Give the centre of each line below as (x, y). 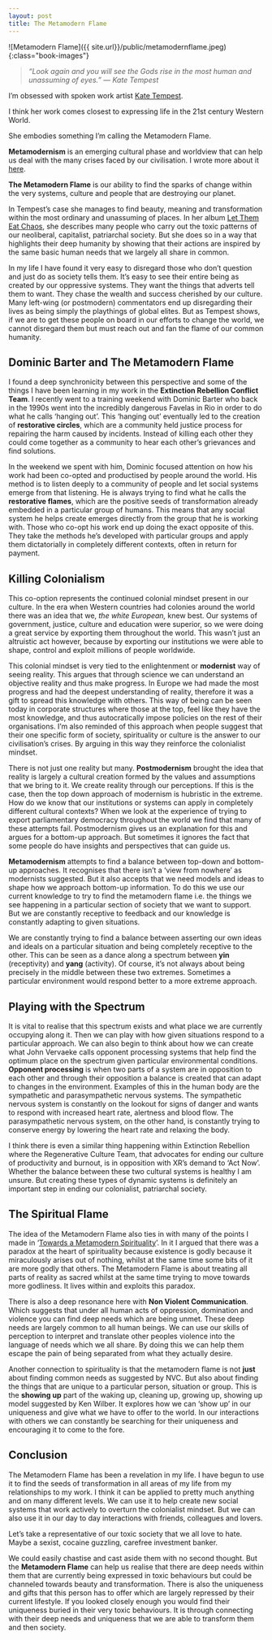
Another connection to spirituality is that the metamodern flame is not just (132, 1369)
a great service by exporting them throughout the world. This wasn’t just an (134, 633)
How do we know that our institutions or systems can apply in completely (131, 803)
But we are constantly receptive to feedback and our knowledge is (119, 914)
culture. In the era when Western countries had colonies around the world (132, 607)
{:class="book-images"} (49, 55)
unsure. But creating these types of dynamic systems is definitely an (123, 1180)
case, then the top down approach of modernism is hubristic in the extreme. (136, 794)
